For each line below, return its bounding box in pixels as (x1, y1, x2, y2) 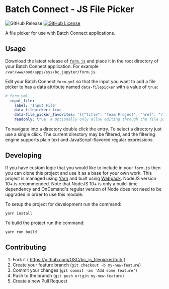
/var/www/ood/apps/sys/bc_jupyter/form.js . (5, 68, 97, 75)
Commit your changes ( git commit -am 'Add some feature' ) (12, 267, 137, 273)
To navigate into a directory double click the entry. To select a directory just (5, 126, 162, 132)
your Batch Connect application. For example (5, 63, 99, 69)
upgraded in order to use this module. (5, 191, 84, 197)
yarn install (5, 210, 33, 216)
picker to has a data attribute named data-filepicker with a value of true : (5, 84, 158, 90)
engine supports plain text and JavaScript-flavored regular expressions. (5, 137, 154, 142)
